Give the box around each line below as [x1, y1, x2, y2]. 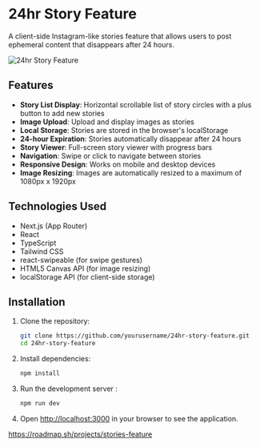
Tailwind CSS [19, 246, 64, 256]
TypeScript [19, 238, 57, 248]
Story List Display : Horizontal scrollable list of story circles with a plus [19, 99, 252, 109]
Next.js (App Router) [19, 221, 88, 231]
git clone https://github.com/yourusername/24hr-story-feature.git [19, 332, 250, 340]
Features [8, 79, 54, 92]
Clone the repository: [19, 316, 90, 326]
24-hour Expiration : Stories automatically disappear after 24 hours [19, 134, 242, 143]
